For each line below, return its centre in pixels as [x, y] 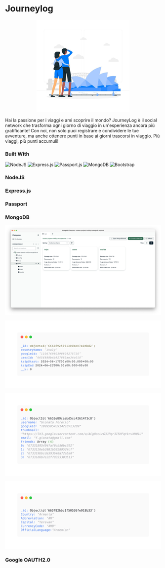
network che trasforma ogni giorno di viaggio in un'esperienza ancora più [80, 125]
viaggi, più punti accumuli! [32, 141]
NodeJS [15, 177]
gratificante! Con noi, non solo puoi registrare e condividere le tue [72, 130]
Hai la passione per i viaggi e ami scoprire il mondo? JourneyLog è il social [81, 120]
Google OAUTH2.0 [28, 560]
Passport [16, 204]
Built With [17, 154]
